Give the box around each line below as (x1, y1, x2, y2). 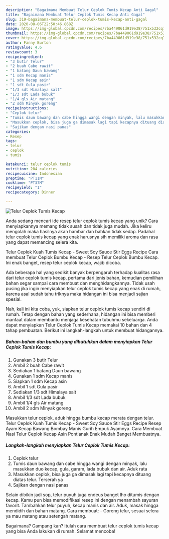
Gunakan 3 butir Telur (13, 357, 58, 363)
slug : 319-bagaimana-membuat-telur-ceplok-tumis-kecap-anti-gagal (6, 17, 147, 22)
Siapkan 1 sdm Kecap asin (13, 378, 67, 384)
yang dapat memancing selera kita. (6, 239, 78, 245)
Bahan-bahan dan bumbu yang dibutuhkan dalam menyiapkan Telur (6, 339, 152, 345)
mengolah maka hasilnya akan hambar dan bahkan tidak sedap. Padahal (6, 228, 155, 234)
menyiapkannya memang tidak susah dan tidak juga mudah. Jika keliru (6, 223, 152, 229)
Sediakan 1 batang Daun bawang (13, 367, 81, 373)
